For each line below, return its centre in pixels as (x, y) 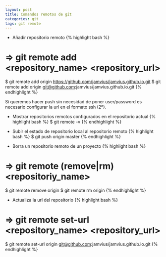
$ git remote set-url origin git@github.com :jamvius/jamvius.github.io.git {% (82, 244)
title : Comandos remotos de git (38, 14)
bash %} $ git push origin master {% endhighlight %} (67, 137)
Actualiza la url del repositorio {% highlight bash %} (65, 200)
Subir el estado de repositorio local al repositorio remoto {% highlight (83, 131)
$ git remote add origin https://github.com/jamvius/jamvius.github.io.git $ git (83, 82)
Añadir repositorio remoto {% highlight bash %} (61, 38)
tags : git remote (23, 23)
